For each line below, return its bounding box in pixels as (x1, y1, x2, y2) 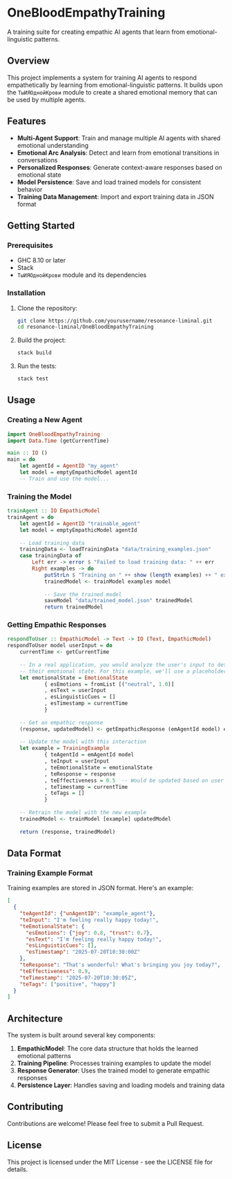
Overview (7, 55, 50, 67)
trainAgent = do (7, 514, 54, 521)
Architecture (7, 1013, 64, 1024)
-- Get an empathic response (19, 719, 104, 726)
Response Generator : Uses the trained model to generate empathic (17, 1066, 211, 1075)
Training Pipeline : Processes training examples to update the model (17, 1059, 211, 1068)
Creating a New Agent (7, 415, 83, 425)
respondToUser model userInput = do (7, 642, 113, 649)
